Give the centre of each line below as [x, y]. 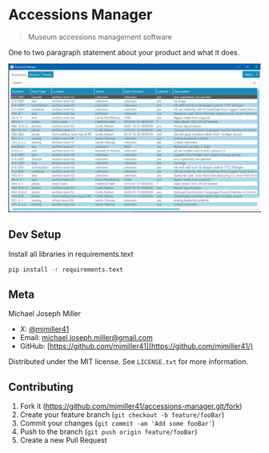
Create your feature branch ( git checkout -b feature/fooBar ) [122, 415]
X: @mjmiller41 [44, 329]
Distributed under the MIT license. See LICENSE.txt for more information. [128, 362]
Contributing [41, 387]
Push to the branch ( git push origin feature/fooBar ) [108, 432]
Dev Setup [35, 235]
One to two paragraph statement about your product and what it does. [124, 52]
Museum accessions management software [100, 37]
